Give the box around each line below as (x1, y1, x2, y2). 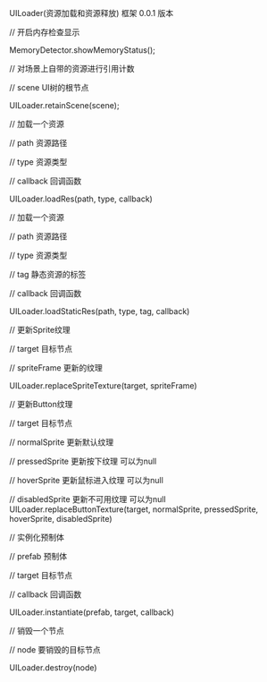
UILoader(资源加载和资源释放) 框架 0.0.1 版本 (9, 8, 174, 18)
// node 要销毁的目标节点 (9, 644, 101, 655)
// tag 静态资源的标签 (9, 269, 87, 279)
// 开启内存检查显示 (9, 27, 80, 38)
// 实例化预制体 (9, 532, 65, 542)
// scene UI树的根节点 (9, 82, 89, 92)
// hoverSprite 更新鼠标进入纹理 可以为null (9, 475, 163, 485)
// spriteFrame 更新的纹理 (9, 362, 103, 373)
